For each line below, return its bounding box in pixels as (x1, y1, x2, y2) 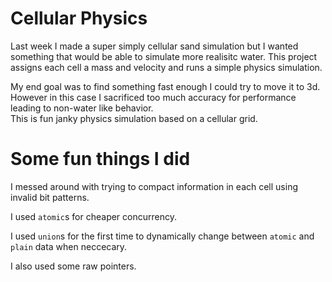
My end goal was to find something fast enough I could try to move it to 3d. (10, 80, 321, 92)
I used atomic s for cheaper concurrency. (10, 210, 177, 222)
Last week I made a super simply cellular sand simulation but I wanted (10, 40, 299, 52)
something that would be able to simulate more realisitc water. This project (10, 50, 318, 62)
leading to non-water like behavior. (10, 102, 154, 114)
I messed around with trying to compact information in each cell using (10, 180, 298, 192)
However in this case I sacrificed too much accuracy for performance (10, 91, 297, 103)
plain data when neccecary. (10, 240, 128, 252)
